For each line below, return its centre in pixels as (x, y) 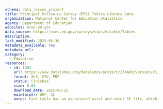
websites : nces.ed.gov (28, 27)
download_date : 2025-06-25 (41, 90)
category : (15, 54)
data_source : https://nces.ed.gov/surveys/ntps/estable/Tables (70, 32)
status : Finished (31, 81)
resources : (16, 63)
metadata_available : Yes (30, 45)
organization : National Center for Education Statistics (64, 18)
